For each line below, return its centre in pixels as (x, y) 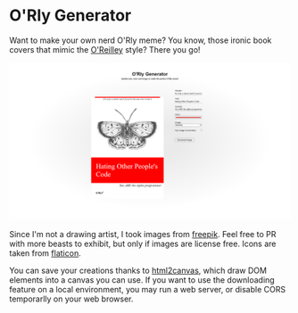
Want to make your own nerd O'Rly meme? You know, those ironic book (141, 40)
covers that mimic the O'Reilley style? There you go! (105, 49)
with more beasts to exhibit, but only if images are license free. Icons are (143, 244)
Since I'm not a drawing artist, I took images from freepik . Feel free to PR (143, 235)
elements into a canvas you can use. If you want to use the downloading (142, 280)
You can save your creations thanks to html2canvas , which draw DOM (138, 271)
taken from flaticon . (46, 253)
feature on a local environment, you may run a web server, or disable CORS (148, 290)
